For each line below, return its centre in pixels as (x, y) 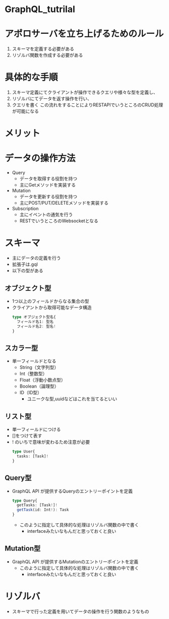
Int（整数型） (33, 374)
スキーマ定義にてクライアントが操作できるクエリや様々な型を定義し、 (85, 92)
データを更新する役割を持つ (48, 197)
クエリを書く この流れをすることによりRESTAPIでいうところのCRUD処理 (88, 105)
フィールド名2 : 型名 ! (36, 326)
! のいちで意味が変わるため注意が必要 (51, 442)
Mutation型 (23, 549)
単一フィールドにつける (36, 429)
